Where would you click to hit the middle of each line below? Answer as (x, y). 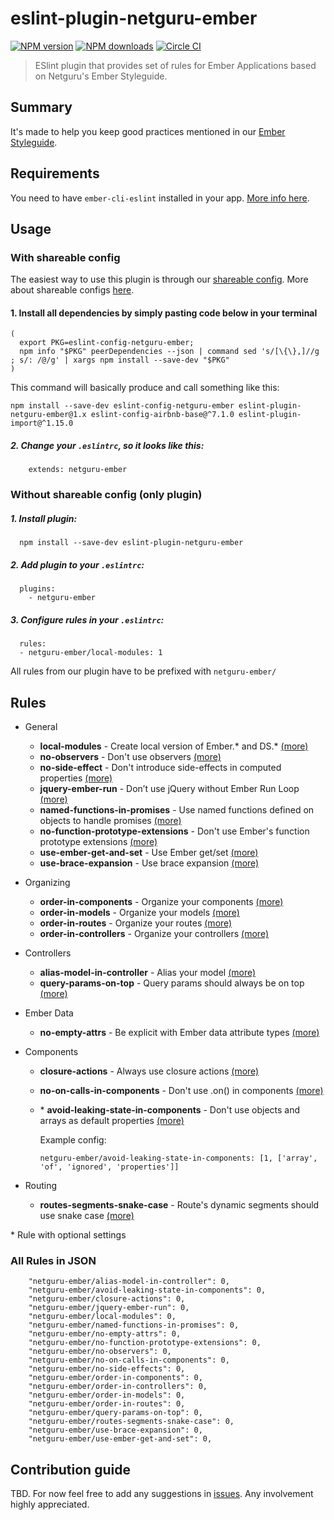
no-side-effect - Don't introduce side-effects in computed (160, 768)
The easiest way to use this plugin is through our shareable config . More (159, 279)
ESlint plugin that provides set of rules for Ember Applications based (175, 65)
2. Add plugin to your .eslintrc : (77, 564)
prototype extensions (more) (98, 842)
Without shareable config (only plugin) (106, 495)
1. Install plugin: (44, 518)
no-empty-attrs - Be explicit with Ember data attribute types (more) (179, 1033)
